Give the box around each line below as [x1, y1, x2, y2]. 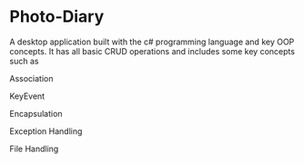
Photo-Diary [9, 6, 105, 27]
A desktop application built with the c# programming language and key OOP [9, 36, 295, 47]
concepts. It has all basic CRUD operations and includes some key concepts [9, 45, 296, 56]
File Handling [9, 143, 59, 154]
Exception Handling [9, 125, 83, 137]
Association [9, 72, 54, 83]
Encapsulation [9, 108, 63, 119]
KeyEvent [9, 91, 46, 101]
